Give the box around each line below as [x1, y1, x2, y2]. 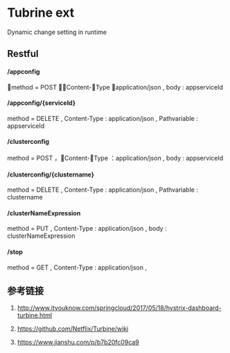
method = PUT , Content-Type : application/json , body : [7, 224, 168, 233]
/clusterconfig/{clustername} [7, 170, 95, 179]
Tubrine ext [7, 5, 75, 21]
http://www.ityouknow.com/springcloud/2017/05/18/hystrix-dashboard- [17, 304, 222, 312]
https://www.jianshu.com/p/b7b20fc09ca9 [17, 338, 140, 347]
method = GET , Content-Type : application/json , [7, 263, 148, 272]
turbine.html [17, 311, 53, 320]
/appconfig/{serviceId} [7, 99, 76, 107]
